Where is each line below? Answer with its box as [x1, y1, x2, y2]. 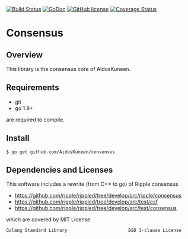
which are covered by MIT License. [6, 216, 92, 223]
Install [6, 133, 30, 143]
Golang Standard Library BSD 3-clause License [6, 228, 182, 234]
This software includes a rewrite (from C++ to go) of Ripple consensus [6, 180, 179, 188]
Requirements [6, 83, 59, 93]
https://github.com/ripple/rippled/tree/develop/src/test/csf [14, 198, 158, 205]
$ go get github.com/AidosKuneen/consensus [6, 148, 116, 155]
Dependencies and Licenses [6, 165, 113, 175]
